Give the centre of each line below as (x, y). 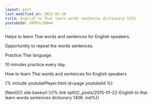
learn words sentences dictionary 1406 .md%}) (52, 98)
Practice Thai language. (29, 55)
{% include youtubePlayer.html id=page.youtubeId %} (59, 83)
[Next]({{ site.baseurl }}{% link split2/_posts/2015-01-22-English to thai (76, 92)
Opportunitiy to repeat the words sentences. (49, 46)
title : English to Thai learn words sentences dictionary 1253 (70, 18)
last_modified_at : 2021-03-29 (36, 14)
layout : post (18, 9)
